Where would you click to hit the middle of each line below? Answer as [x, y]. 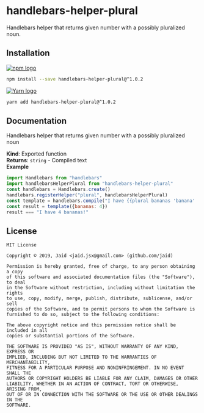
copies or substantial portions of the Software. [71, 336]
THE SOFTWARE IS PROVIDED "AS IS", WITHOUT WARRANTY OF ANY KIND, [93, 347]
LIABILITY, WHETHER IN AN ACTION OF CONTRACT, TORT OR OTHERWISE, [93, 384]
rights [15, 293]
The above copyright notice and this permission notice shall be [91, 325]
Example [18, 167]
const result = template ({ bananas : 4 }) [57, 206]
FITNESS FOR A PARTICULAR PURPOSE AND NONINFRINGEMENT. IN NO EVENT [95, 368]
